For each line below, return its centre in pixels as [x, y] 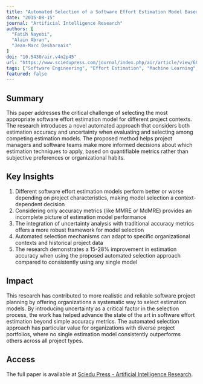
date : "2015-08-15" [31, 18]
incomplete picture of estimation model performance [81, 217]
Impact [20, 281]
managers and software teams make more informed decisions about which [99, 145]
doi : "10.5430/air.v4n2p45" [42, 57]
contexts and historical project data [59, 242]
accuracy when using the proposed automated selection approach [98, 255]
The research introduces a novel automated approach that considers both [98, 126]
